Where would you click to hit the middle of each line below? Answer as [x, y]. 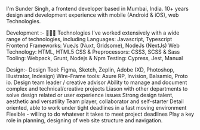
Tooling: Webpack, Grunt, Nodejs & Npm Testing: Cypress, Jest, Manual [95, 58]
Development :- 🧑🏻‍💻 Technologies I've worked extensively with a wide [93, 33]
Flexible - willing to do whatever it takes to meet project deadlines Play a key [100, 114]
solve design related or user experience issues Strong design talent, [90, 95]
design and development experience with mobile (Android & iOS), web [93, 15]
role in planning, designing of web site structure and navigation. [84, 120]
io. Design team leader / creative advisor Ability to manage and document [97, 82]
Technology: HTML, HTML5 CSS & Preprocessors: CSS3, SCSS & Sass [93, 52]
